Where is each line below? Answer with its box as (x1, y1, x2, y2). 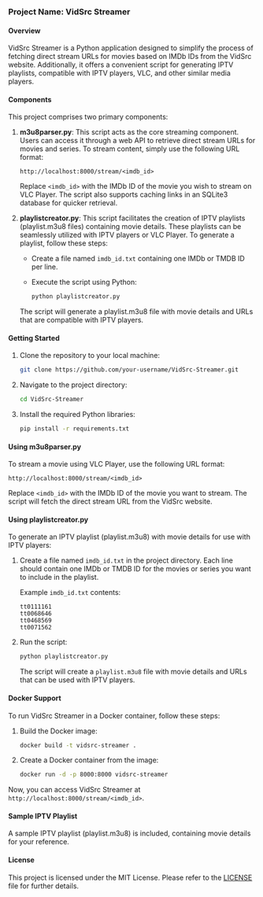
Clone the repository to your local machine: (19, 351, 160, 360)
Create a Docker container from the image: (19, 755, 159, 765)
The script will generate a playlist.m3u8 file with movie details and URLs (19, 307, 254, 316)
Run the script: (19, 637, 68, 647)
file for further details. (8, 880, 80, 891)
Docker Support (8, 693, 61, 703)
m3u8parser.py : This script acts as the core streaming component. (19, 127, 239, 137)
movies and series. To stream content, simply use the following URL (19, 144, 240, 153)
